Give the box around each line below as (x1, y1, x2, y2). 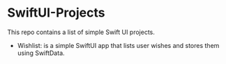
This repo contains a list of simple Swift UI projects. (7, 28, 155, 36)
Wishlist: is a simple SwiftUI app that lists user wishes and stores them (17, 41, 220, 49)
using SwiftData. (17, 49, 65, 57)
